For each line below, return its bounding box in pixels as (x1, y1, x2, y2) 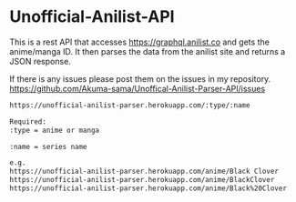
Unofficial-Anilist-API (9, 6, 175, 27)
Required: (9, 116, 47, 126)
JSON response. (9, 56, 71, 66)
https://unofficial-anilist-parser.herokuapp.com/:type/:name (9, 100, 250, 110)
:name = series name (9, 142, 88, 151)
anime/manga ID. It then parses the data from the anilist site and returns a (9, 45, 286, 56)
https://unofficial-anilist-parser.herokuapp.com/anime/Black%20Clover (9, 184, 287, 193)
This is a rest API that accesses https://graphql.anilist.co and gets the (9, 36, 270, 47)
